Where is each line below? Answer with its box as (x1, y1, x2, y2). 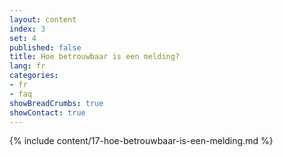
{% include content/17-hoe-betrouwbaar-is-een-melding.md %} (9, 135, 274, 147)
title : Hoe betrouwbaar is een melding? (9, 52, 181, 62)
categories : (9, 71, 59, 81)
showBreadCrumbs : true (9, 98, 104, 108)
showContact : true (9, 107, 86, 118)
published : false (9, 42, 82, 53)
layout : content (9, 14, 77, 25)
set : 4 (9, 33, 37, 43)
